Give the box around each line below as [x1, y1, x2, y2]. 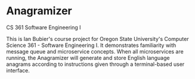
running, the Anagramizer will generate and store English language [6, 54, 170, 61]
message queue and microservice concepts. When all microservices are [6, 48, 184, 55]
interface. [6, 67, 30, 74]
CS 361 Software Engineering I [6, 24, 82, 31]
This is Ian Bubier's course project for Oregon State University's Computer [6, 35, 189, 42]
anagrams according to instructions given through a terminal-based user [6, 61, 185, 68]
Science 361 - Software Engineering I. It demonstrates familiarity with [6, 42, 177, 49]
